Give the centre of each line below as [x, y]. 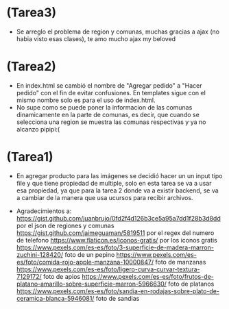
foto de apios [62, 276]
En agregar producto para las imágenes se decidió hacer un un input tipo [119, 175]
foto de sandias [118, 298]
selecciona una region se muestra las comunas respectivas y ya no [111, 122]
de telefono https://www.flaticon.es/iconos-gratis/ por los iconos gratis [117, 240]
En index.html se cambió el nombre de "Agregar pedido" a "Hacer [109, 85]
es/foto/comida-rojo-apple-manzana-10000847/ [85, 262]
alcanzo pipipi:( [38, 129]
